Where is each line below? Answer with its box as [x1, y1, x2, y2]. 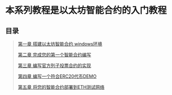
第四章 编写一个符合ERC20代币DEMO [17, 73, 97, 79]
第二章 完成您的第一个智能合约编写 [17, 52, 91, 57]
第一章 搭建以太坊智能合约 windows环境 [17, 41, 102, 47]
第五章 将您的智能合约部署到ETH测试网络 [17, 84, 105, 90]
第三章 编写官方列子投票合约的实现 [17, 62, 91, 69]
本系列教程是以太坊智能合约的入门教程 [5, 5, 167, 16]
